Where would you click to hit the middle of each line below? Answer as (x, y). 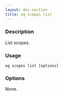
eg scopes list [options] (32, 66)
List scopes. (18, 42)
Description (20, 32)
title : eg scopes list (29, 14)
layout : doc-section (27, 10)
